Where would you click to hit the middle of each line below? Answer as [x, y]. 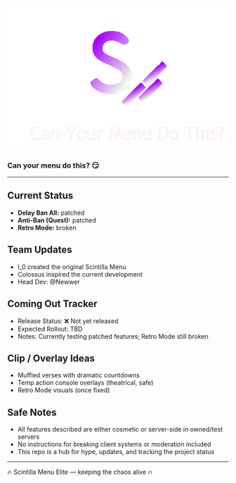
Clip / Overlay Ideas [51, 358]
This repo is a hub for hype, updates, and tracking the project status [116, 452]
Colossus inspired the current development [80, 274]
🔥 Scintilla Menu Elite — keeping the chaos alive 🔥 [80, 472]
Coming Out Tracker [52, 304]
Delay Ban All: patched [51, 213]
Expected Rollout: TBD [50, 329]
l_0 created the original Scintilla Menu [72, 267]
